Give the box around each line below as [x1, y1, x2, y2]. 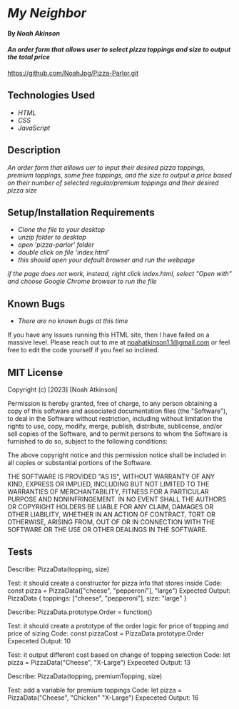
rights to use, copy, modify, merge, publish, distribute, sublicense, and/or [7, 422, 223, 431]
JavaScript [17, 123, 51, 132]
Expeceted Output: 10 [7, 636, 71, 645]
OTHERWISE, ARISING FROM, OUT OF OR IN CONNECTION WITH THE [7, 518, 215, 526]
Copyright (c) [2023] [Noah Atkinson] [7, 385, 118, 394]
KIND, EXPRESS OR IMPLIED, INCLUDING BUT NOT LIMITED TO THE [7, 480, 210, 489]
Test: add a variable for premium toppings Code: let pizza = [7, 685, 182, 694]
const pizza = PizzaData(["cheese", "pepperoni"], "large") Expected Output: [7, 586, 231, 595]
